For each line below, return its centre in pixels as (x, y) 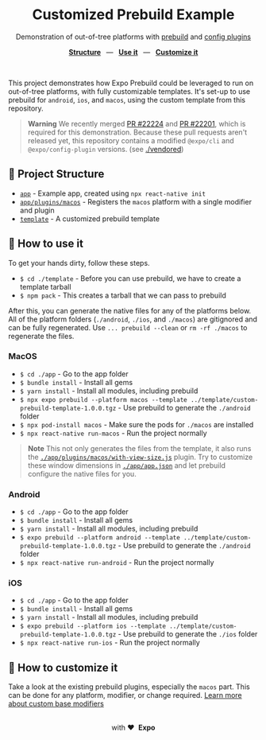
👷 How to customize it (63, 667)
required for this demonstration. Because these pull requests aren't (137, 132)
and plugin (37, 210)
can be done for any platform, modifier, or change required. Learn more (125, 695)
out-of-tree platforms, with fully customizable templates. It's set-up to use (129, 91)
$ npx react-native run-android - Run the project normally (117, 563)
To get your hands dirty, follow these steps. (79, 263)
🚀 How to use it (46, 244)
